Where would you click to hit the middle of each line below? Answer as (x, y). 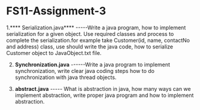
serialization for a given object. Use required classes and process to (90, 33)
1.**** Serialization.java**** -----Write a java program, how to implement (96, 27)
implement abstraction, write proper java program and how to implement (104, 95)
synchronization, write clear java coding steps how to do (84, 71)
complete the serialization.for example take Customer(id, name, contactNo (98, 40)
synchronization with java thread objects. (66, 77)
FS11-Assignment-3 (56, 11)
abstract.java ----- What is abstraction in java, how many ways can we (103, 88)
